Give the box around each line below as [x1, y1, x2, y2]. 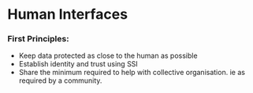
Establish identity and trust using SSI [18, 59, 139, 69]
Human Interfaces [7, 5, 128, 23]
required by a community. [18, 76, 102, 85]
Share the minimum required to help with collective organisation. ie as [18, 68, 246, 77]
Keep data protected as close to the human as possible [18, 51, 198, 60]
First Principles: [7, 34, 69, 45]
